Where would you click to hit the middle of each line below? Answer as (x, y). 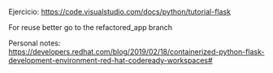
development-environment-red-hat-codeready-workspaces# (110, 60)
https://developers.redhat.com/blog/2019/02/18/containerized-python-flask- (136, 52)
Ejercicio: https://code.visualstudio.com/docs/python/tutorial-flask (120, 12)
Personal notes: (35, 43)
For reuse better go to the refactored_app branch (91, 27)
